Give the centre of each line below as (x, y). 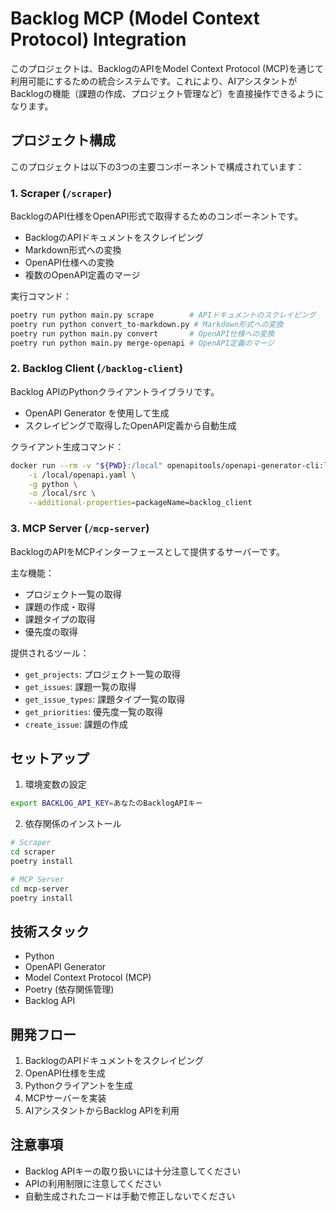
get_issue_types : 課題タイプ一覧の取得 (105, 699)
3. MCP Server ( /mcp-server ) (80, 529)
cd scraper (33, 852)
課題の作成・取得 (60, 606)
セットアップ (50, 758)
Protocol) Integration (98, 39)
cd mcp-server (40, 888)
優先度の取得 (51, 631)
